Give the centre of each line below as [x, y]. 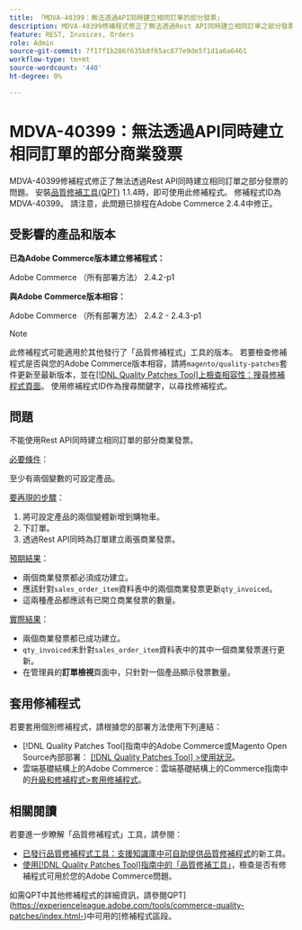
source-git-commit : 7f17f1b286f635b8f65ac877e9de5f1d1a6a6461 [128, 51]
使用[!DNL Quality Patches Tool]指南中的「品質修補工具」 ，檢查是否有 [150, 864]
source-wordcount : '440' [56, 68]
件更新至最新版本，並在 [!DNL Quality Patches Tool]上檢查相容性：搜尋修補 [147, 374]
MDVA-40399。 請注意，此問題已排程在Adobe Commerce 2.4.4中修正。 [143, 203]
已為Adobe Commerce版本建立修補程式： [87, 258]
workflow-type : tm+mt [50, 59]
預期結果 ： [29, 559]
